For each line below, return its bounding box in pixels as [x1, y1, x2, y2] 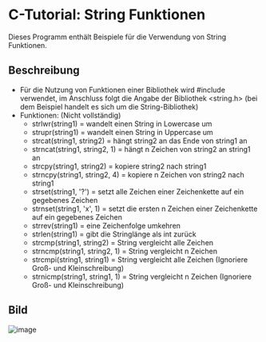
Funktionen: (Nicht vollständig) [19, 110, 121, 120]
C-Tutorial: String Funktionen [8, 6, 206, 24]
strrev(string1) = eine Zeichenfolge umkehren [31, 221, 181, 230]
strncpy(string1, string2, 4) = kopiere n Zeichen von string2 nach [31, 169, 245, 179]
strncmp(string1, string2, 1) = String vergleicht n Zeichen [31, 246, 218, 256]
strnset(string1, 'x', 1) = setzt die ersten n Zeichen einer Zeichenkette [31, 204, 258, 213]
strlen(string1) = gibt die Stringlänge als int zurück [31, 229, 197, 239]
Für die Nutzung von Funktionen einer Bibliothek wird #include [19, 85, 226, 94]
